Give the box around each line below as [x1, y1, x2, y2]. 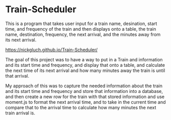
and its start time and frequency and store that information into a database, [5, 88, 163, 94]
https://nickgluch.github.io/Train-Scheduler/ [5, 46, 98, 53]
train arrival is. [5, 110, 36, 116]
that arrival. [5, 73, 30, 79]
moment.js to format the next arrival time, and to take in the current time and [5, 99, 166, 105]
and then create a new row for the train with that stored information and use [5, 93, 165, 100]
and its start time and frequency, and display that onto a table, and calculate [5, 62, 165, 68]
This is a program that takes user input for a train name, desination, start [5, 20, 157, 27]
